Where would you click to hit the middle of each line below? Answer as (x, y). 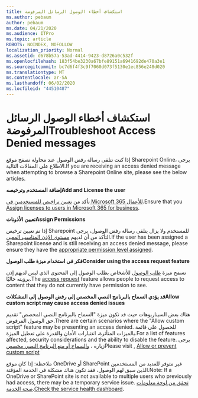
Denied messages (51, 143)
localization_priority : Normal (45, 50)
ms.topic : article (29, 39)
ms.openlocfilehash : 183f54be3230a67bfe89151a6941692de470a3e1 (86, 61)
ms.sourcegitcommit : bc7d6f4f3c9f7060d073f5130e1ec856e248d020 (86, 67)
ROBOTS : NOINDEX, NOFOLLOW (39, 45)
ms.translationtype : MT (35, 72)
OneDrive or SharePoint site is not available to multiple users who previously (99, 376)
